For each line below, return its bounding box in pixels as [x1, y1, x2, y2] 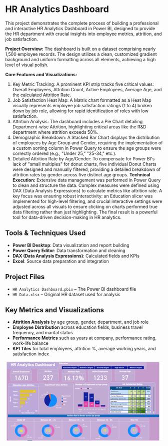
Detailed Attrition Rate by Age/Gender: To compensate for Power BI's [12, 155, 155, 161]
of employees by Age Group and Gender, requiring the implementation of [12, 139, 163, 146]
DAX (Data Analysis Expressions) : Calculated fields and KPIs [12, 253, 140, 259]
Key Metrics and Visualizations [5, 306, 104, 314]
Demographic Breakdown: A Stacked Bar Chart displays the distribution [12, 134, 160, 140]
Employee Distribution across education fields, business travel [12, 324, 143, 330]
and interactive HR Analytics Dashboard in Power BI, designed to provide [5, 25, 155, 31]
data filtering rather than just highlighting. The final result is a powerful [12, 209, 158, 215]
